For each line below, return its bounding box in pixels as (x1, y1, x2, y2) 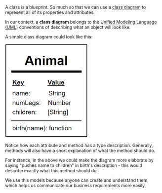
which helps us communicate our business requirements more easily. (5, 183, 146, 188)
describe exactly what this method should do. (5, 168, 98, 173)
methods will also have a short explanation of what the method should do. (5, 148, 156, 154)
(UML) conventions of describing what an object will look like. (5, 24, 131, 30)
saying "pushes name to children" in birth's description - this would (5, 162, 142, 168)
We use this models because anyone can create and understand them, (5, 177, 149, 183)
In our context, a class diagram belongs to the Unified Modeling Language (5, 19, 157, 25)
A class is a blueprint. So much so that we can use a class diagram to (5, 4, 146, 10)
